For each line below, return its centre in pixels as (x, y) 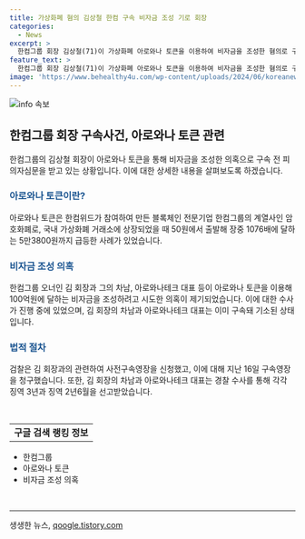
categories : (32, 26)
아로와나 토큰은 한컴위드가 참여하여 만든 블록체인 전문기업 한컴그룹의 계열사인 (147, 217)
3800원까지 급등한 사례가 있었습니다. (97, 240)
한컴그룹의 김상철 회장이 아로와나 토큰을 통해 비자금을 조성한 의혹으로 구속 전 (145, 159)
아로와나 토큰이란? (48, 196)
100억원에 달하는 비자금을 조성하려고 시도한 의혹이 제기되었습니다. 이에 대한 (143, 299)
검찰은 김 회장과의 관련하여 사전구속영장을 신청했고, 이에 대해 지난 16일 (135, 369)
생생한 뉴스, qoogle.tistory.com (66, 525)
